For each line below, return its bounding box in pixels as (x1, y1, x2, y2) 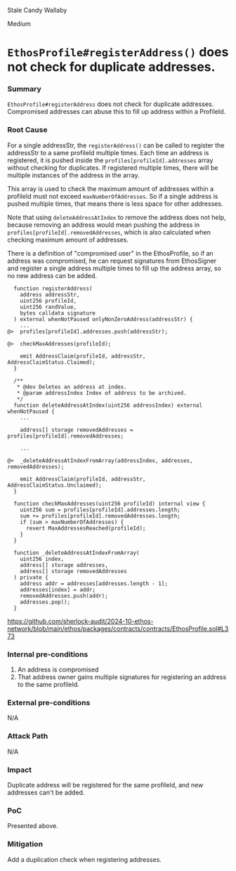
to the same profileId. (17, 681, 79, 689)
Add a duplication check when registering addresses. (7, 855, 162, 863)
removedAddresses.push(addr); (20, 592, 109, 599)
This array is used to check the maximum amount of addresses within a (7, 184, 214, 192)
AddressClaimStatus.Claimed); (7, 358, 96, 366)
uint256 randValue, (20, 303, 77, 310)
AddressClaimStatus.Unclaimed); (7, 481, 102, 489)
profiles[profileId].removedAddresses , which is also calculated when (7, 228, 211, 236)
